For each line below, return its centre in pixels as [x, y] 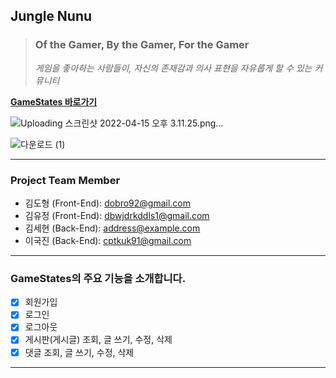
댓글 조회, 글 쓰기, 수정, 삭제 [79, 352]
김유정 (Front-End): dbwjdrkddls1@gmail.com [117, 215]
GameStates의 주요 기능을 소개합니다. [98, 278]
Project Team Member [65, 180]
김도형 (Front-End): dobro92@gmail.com [108, 203]
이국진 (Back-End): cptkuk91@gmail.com [108, 240]
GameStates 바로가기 [54, 101]
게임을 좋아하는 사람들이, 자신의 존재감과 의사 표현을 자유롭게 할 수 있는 [173, 68]
